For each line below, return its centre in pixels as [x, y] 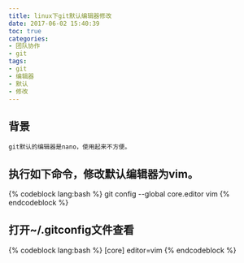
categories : [28, 39]
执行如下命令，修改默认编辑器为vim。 [104, 174]
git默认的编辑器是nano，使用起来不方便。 [70, 147]
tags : [17, 62]
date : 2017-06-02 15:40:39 [54, 24]
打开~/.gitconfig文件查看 [71, 230]
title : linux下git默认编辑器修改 [60, 16]
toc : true [25, 31]
